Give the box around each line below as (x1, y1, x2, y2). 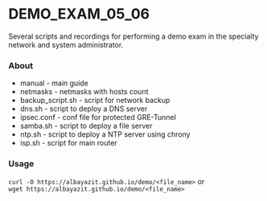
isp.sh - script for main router (19, 138, 118, 148)
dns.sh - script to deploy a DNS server (19, 104, 148, 113)
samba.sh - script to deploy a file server (19, 121, 153, 131)
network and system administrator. (8, 39, 124, 49)
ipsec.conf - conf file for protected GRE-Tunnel (19, 113, 177, 122)
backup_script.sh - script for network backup (19, 96, 170, 105)
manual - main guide (19, 78, 88, 88)
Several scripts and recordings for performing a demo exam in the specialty (8, 31, 259, 41)
